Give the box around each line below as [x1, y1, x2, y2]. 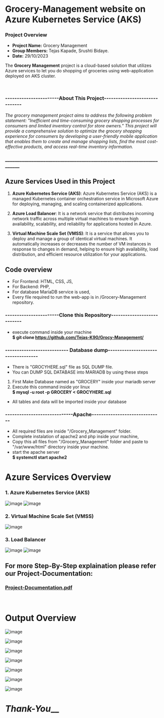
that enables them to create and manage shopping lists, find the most [5, 138, 146, 144]
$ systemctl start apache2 [12, 454, 67, 461]
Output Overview [5, 613, 77, 624]
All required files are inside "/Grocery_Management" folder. [12, 428, 132, 434]
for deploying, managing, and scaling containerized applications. [12, 201, 143, 207]
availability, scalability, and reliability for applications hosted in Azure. [12, 220, 152, 227]
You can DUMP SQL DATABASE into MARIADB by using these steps [12, 369, 148, 375]
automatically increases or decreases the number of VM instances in [12, 241, 151, 247]
